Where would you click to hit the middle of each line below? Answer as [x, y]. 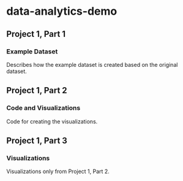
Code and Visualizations [43, 108]
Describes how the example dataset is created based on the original [92, 64]
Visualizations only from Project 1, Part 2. [58, 171]
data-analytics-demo [62, 11]
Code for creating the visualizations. [52, 121]
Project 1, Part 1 [36, 34]
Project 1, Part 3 [37, 140]
